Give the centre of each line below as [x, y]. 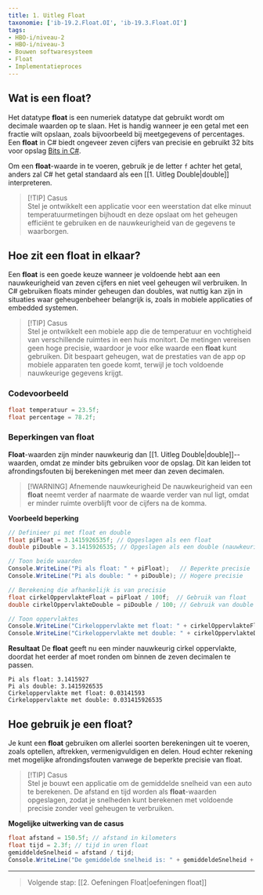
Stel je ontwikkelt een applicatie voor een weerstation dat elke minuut [139, 206]
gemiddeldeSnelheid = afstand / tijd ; [71, 853]
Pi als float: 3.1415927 [49, 680]
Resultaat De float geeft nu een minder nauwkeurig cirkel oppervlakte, [122, 648]
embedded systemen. [43, 308]
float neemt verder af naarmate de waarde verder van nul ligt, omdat [138, 495]
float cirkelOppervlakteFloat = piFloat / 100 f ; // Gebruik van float [127, 597]
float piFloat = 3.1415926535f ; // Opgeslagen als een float [110, 540]
